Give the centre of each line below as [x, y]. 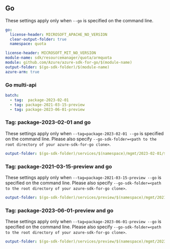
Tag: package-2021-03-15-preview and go [59, 167]
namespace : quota [28, 44]
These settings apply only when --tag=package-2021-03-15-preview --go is [83, 177]
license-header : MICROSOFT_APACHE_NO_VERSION [59, 34]
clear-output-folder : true [38, 39]
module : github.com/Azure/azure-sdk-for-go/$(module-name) [69, 63]
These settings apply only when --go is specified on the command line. [79, 20]
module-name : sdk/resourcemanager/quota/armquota [59, 58]
